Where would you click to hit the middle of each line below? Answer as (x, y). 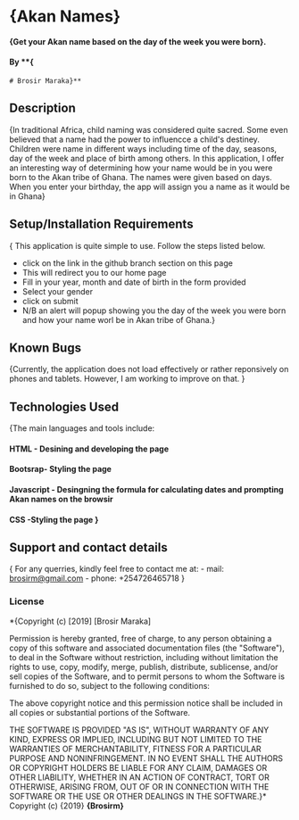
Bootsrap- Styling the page (60, 469)
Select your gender (58, 291)
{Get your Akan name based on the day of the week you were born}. (138, 41)
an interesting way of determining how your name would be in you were (141, 168)
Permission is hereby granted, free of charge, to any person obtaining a (141, 638)
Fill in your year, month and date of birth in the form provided (134, 282)
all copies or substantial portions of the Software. (100, 712)
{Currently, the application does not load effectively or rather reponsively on (149, 369)
